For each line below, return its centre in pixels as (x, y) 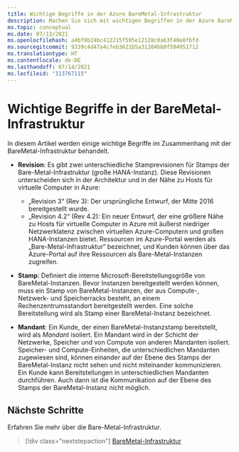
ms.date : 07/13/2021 (38, 34)
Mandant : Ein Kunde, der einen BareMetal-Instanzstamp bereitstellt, (118, 327)
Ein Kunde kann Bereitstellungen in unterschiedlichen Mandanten (113, 373)
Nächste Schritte (46, 410)
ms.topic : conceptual (39, 27)
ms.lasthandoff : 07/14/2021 (49, 67)
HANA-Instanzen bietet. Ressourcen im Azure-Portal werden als (122, 239)
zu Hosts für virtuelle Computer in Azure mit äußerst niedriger (119, 224)
